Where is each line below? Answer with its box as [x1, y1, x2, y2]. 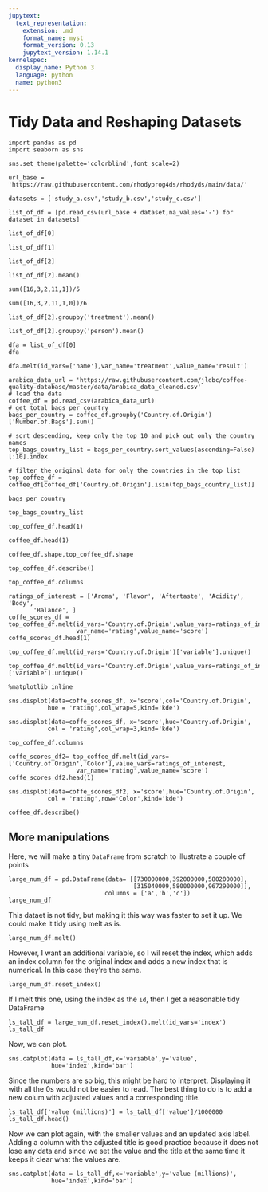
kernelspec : [8, 57, 48, 65]
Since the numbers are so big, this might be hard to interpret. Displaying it [8, 1076, 251, 1085]
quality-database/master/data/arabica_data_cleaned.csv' [8, 384, 202, 391]
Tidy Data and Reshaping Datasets [8, 112, 242, 131]
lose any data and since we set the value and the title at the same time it [8, 1146, 246, 1156]
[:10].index [8, 453, 48, 461]
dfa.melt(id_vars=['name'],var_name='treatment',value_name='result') [8, 362, 248, 371]
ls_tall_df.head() [8, 1115, 69, 1123]
